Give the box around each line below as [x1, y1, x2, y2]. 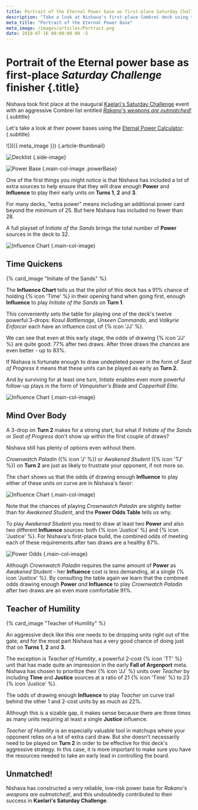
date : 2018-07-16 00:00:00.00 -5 [6, 31, 88, 37]
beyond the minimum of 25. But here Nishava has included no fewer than [6, 207, 183, 214]
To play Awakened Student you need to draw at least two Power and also [6, 520, 184, 527]
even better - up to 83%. [6, 346, 67, 354]
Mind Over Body [6, 411, 67, 421]
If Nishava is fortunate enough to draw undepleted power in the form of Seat [6, 358, 192, 365]
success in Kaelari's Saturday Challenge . [6, 797, 108, 804]
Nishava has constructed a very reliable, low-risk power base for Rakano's [6, 785, 187, 792]
